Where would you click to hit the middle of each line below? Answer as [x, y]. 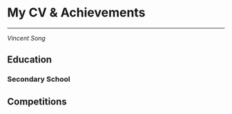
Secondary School [39, 79]
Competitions [37, 101]
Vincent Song [27, 38]
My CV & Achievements [76, 13]
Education [30, 60]
